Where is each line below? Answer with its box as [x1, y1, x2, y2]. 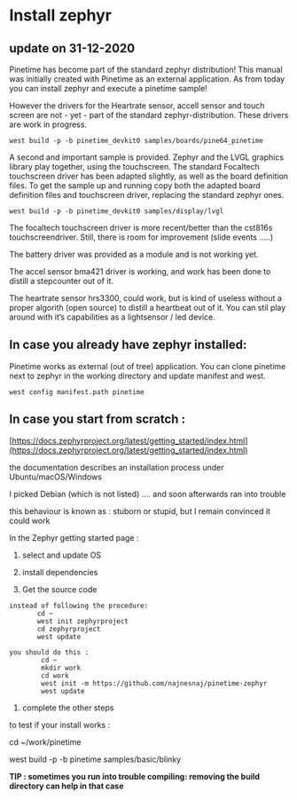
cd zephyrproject [36, 624, 101, 633]
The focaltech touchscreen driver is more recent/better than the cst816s [9, 223, 273, 233]
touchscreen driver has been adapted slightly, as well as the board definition [9, 170, 289, 181]
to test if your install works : [9, 719, 111, 730]
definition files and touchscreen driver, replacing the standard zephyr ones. [9, 190, 285, 200]
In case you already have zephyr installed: [9, 337, 247, 352]
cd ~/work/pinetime [9, 736, 82, 747]
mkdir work [41, 663, 82, 672]
